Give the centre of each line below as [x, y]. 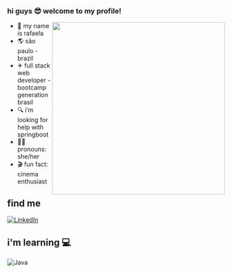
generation [32, 95]
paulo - [27, 51]
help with [30, 128]
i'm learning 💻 [39, 242]
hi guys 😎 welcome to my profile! [65, 11]
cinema [28, 174]
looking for [32, 120]
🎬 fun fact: [32, 164]
